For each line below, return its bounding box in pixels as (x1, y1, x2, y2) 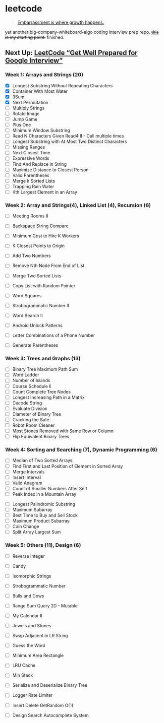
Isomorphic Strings (12, 573, 52, 579)
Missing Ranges (12, 144, 45, 150)
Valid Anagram (12, 480, 43, 486)
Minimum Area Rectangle (12, 653, 64, 658)
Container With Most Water (12, 88, 68, 94)
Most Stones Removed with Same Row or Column (12, 428, 114, 434)
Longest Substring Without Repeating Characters (12, 82, 113, 88)
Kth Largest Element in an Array (12, 189, 78, 195)
